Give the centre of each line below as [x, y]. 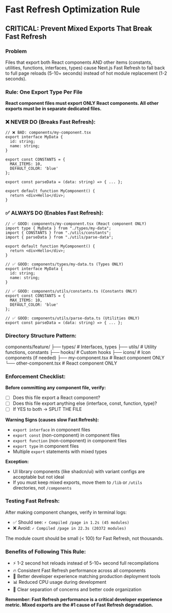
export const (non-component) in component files [66, 435]
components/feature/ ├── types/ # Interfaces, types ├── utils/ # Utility [81, 347]
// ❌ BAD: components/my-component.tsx [48, 133]
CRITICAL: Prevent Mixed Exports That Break [79, 29]
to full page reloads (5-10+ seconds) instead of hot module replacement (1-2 [86, 73]
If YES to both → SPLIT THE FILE [47, 409]
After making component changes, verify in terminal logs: [66, 512]
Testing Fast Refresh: [33, 501]
